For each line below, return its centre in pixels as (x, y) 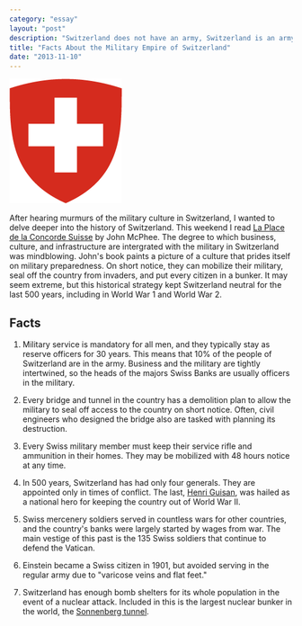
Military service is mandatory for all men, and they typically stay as (146, 344)
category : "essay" (44, 19)
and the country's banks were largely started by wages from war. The (151, 528)
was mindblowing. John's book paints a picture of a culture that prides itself (150, 256)
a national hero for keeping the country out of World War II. (131, 501)
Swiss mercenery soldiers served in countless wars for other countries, (155, 519)
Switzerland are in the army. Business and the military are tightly (141, 363)
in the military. (49, 382)
